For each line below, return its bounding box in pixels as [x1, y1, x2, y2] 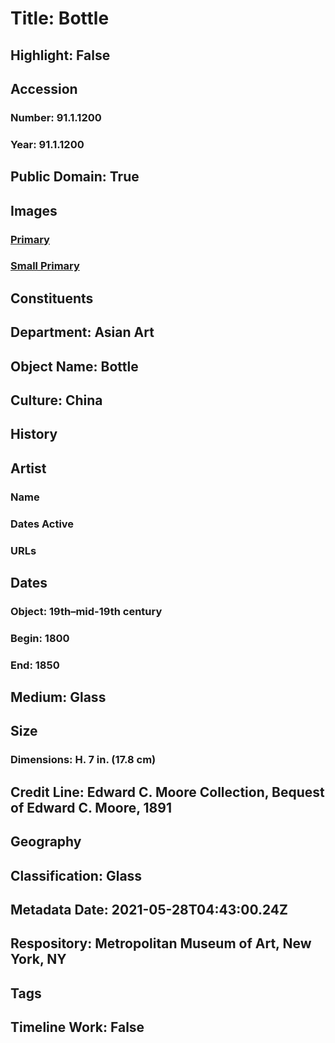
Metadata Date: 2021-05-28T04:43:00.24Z [10, 901, 288, 918]
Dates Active [10, 517, 75, 531]
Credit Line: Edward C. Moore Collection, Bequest [10, 783, 325, 801]
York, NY [10, 951, 67, 968]
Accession [10, 80, 78, 97]
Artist [10, 460, 47, 477]
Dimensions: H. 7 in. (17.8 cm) [10, 753, 157, 767]
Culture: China [10, 392, 103, 409]
